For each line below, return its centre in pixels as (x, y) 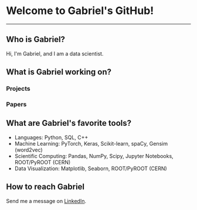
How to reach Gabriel (45, 187)
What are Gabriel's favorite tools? (69, 123)
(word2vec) (28, 150)
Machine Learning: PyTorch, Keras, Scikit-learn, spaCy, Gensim (91, 143)
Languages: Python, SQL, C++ (51, 137)
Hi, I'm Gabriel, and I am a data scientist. (55, 53)
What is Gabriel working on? (59, 72)
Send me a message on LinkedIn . (46, 201)
